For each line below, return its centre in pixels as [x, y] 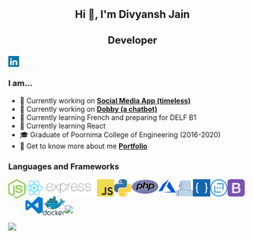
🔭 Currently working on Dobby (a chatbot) [88, 109]
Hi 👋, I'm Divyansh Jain [132, 15]
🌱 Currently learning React [63, 125]
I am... [20, 84]
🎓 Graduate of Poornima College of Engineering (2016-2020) [120, 134]
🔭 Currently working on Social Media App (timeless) [105, 100]
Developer [132, 41]
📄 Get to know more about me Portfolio [84, 146]
